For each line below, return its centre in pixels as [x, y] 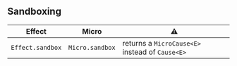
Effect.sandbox [36, 47]
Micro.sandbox [92, 47]
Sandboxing [35, 12]
